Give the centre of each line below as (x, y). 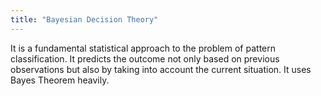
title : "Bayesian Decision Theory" (84, 19)
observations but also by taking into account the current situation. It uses (161, 69)
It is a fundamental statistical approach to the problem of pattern (143, 48)
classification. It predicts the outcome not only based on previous (145, 58)
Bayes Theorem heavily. (60, 80)
